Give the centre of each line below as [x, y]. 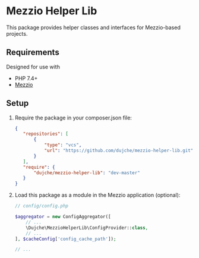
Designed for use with [33, 67]
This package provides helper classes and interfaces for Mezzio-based [94, 27]
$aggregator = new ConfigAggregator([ [63, 217]
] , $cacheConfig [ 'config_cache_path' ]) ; [65, 239]
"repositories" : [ [46, 134]
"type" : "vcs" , [63, 145]
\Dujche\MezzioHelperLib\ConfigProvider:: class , [87, 228]
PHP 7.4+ [26, 78]
